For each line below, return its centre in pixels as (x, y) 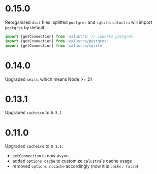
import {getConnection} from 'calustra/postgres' (57, 41)
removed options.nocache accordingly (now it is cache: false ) (75, 166)
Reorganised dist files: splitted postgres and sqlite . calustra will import (79, 22)
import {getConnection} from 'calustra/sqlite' (55, 46)
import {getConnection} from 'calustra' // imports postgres (69, 36)
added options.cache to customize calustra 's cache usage (72, 161)
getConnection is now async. (41, 156)
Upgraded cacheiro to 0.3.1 (33, 113)
